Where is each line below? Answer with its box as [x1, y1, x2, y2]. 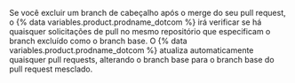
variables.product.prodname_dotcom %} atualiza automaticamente [9, 45, 254, 56]
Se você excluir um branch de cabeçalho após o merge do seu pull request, [9, 8, 286, 18]
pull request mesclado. [9, 64, 93, 74]
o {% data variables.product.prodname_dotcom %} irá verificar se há [9, 17, 262, 27]
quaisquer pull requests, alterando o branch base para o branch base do [9, 55, 275, 64]
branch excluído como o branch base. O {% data [9, 35, 188, 46]
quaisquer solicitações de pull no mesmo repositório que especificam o [9, 26, 271, 36]
